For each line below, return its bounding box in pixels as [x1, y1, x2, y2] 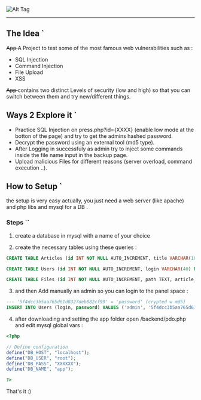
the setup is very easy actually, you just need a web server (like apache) [6, 197, 184, 204]
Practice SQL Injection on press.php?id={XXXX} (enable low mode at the [14, 126, 194, 133]
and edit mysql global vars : [14, 322, 83, 329]
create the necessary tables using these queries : [14, 244, 137, 251]
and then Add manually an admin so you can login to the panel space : [14, 287, 188, 295]
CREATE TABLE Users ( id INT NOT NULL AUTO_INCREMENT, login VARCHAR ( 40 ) [6, 266, 191, 272]
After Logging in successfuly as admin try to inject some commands [14, 145, 183, 152]
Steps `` [6, 219, 30, 227]
